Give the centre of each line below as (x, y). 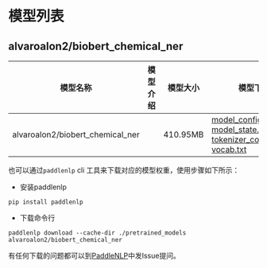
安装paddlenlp (43, 187)
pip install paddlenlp (46, 202)
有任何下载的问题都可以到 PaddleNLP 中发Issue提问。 (94, 256)
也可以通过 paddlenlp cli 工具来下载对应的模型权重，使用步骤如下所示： (124, 170)
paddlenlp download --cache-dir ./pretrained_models (97, 233)
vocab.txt (229, 150)
